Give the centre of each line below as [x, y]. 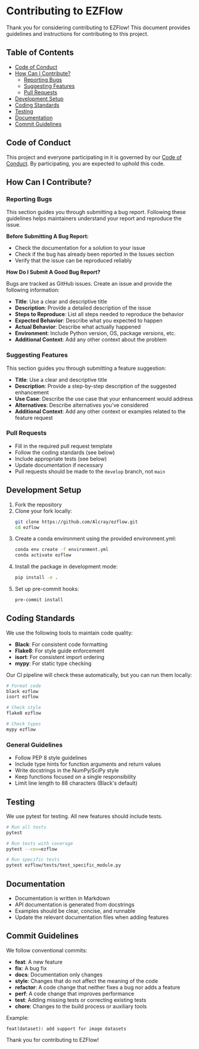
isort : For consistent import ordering [60, 657]
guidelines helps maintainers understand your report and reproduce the [94, 218]
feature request [34, 417]
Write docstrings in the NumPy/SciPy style [67, 770]
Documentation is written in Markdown [62, 898]
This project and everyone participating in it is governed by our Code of [94, 157]
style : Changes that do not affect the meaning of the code [86, 981]
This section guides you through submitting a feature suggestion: [86, 368]
